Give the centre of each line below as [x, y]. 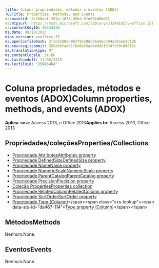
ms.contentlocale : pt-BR [30, 55]
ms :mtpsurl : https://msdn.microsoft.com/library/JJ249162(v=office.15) [79, 23]
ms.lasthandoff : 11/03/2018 [34, 60]
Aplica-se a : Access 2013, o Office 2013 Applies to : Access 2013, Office [78, 123]
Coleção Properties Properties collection [52, 186]
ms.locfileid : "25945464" [31, 64]
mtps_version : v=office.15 [32, 37]
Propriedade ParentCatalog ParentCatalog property [63, 176]
